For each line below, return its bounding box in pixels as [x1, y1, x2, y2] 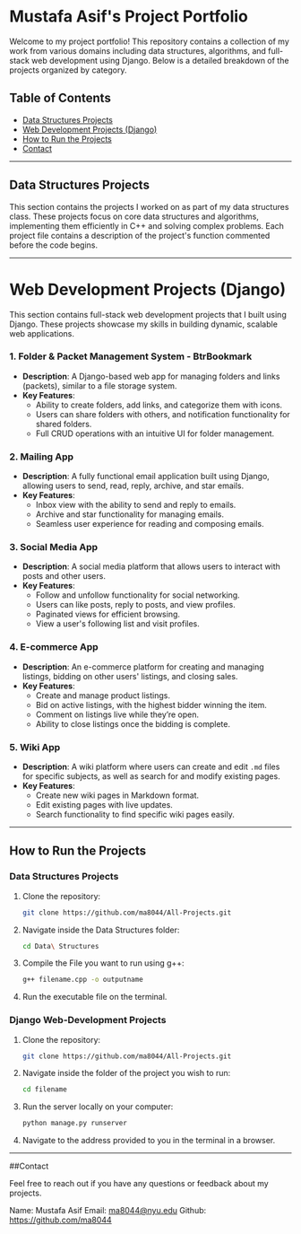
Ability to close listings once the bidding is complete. [35, 718, 231, 729]
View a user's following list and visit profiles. [35, 618, 200, 629]
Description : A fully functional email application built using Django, [21, 471, 271, 482]
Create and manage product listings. [35, 689, 170, 701]
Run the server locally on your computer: [21, 1101, 174, 1112]
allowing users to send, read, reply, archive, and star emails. [21, 480, 245, 491]
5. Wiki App [9, 740, 61, 753]
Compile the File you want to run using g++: [21, 958, 185, 968]
